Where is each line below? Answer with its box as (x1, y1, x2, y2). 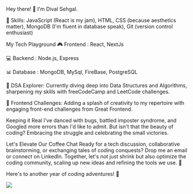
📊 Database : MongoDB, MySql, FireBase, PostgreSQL (6, 69, 138, 75)
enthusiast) (6, 29, 33, 36)
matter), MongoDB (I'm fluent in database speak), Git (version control (6, 23, 173, 30)
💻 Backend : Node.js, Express (6, 55, 79, 61)
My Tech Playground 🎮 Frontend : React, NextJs (6, 41, 124, 48)
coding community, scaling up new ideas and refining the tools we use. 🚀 (6, 159, 182, 166)
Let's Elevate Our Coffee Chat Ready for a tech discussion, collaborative (6, 140, 180, 147)
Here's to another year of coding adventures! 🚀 (6, 171, 120, 177)
